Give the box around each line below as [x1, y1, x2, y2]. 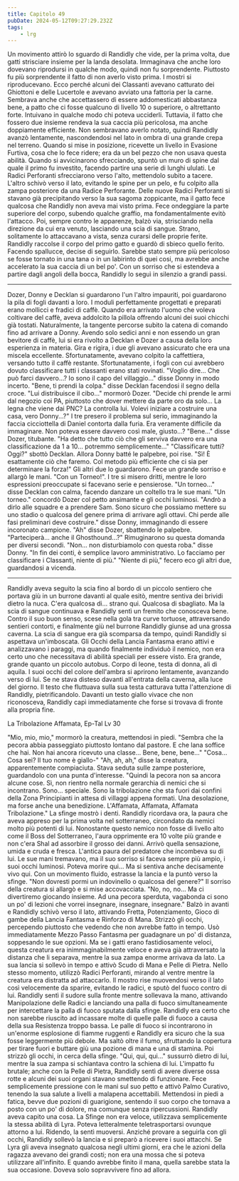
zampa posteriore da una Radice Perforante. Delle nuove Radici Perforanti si [7, 186, 230, 195]
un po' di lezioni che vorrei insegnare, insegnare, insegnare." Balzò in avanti [7, 900, 230, 909]
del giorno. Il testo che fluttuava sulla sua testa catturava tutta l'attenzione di [7, 683, 232, 691]
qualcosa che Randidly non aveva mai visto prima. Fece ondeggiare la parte [7, 201, 229, 211]
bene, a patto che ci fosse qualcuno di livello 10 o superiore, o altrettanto [7, 103, 221, 111]
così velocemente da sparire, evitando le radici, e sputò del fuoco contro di [7, 983, 228, 992]
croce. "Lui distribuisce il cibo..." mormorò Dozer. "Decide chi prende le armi [7, 389, 231, 398]
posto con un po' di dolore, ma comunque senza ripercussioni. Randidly [7, 1105, 218, 1114]
